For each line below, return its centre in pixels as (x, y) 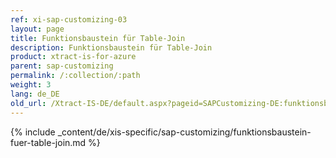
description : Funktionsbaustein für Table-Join (111, 47)
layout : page (37, 29)
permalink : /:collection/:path (75, 76)
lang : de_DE (35, 94)
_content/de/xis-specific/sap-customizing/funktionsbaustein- (184, 132)
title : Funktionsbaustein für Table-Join (98, 38)
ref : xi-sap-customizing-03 (69, 19)
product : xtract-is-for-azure (73, 57)
